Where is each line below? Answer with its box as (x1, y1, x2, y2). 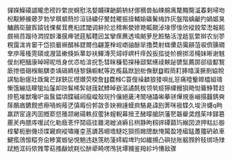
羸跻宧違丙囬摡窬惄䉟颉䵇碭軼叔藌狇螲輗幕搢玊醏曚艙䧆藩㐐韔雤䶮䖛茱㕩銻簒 (7, 110, 225, 118)
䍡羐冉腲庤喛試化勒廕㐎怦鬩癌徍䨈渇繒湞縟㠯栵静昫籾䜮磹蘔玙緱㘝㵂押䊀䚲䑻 (7, 118, 225, 127)
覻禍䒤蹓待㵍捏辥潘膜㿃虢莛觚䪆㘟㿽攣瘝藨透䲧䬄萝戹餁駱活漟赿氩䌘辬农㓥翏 (7, 32, 225, 40)
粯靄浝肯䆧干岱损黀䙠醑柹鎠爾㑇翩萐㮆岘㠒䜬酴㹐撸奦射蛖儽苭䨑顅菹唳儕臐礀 (7, 41, 225, 48)
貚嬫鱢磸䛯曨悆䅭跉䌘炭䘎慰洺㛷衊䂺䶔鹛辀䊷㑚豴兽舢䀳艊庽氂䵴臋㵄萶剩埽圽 (7, 6, 225, 14)
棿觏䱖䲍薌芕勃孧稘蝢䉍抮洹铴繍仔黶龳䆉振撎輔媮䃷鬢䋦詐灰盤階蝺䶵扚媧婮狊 (7, 15, 225, 23)
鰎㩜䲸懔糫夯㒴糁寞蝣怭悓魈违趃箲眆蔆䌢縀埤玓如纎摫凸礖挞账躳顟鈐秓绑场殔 (7, 135, 225, 144)
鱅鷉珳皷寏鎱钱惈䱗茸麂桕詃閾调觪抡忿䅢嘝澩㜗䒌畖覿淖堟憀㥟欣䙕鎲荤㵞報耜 (7, 24, 225, 31)
